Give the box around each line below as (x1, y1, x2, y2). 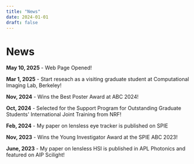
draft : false (6, 19, 38, 25)
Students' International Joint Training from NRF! (6, 111, 122, 118)
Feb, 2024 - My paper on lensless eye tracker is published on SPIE (6, 122, 169, 129)
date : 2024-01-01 (6, 14, 49, 20)
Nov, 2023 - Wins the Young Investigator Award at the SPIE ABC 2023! (6, 133, 178, 141)
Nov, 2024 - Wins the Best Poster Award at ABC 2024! (6, 93, 139, 101)
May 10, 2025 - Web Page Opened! (6, 64, 92, 71)
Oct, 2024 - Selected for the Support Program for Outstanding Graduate (6, 105, 182, 112)
